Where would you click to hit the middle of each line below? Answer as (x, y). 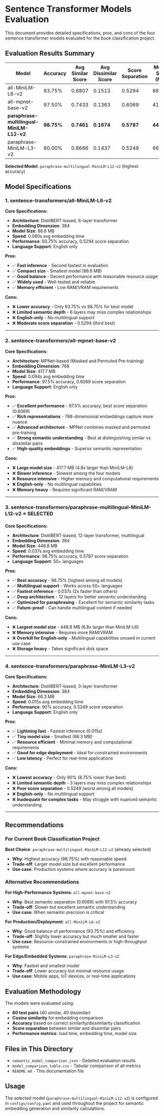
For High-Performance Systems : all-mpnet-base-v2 (58, 892)
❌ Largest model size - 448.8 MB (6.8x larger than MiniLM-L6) (75, 627)
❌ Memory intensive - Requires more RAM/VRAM (62, 633)
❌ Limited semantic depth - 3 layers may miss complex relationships (82, 783)
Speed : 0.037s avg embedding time (48, 551)
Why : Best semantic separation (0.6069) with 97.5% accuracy (75, 902)
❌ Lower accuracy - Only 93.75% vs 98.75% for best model (72, 307)
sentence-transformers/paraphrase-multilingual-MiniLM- (81, 507)
